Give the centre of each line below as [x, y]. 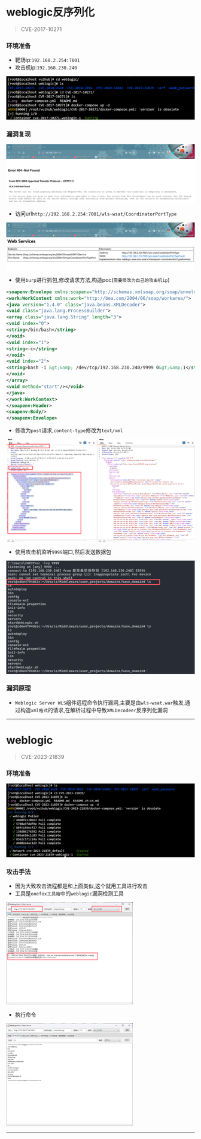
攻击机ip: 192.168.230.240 [46, 68]
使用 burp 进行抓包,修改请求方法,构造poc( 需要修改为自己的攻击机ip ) [92, 280]
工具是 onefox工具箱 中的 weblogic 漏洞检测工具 [69, 894]
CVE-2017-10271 [41, 29]
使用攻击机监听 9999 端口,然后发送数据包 [63, 552]
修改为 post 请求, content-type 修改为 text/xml [69, 430]
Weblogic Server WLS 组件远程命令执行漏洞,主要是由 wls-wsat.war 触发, [100, 702]
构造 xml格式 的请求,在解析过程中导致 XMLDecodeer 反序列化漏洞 [94, 710]
